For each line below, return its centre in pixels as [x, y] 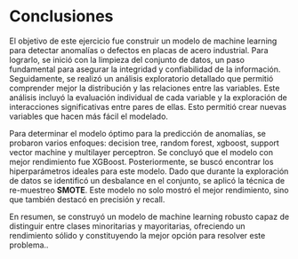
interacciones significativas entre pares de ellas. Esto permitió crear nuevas [148, 106]
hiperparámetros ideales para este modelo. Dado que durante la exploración [149, 171]
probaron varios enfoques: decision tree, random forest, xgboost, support [145, 143]
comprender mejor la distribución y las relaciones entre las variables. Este [145, 88]
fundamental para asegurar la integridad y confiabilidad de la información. [145, 69]
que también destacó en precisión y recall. [87, 199]
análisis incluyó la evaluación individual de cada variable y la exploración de [148, 97]
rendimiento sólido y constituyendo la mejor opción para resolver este [137, 235]
